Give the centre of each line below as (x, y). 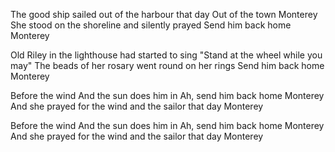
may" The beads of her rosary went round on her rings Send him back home (167, 65)
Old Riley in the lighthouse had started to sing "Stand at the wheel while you (166, 55)
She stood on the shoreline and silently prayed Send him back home (151, 25)
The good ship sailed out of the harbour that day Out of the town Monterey (164, 14)
